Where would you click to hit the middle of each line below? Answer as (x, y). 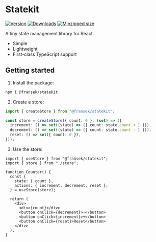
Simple (20, 43)
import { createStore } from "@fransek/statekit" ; (60, 111)
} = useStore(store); (33, 190)
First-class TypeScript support (45, 54)
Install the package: (33, 82)
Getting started (30, 70)
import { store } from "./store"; (42, 163)
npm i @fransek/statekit (32, 92)
